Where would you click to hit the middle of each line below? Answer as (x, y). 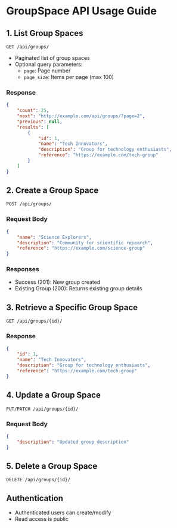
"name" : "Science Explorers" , (55, 237)
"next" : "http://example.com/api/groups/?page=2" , (81, 116)
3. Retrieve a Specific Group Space (72, 307)
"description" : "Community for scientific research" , (85, 243)
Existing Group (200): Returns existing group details (78, 289)
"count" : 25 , (33, 111)
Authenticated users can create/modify (63, 512)
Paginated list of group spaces (52, 58)
